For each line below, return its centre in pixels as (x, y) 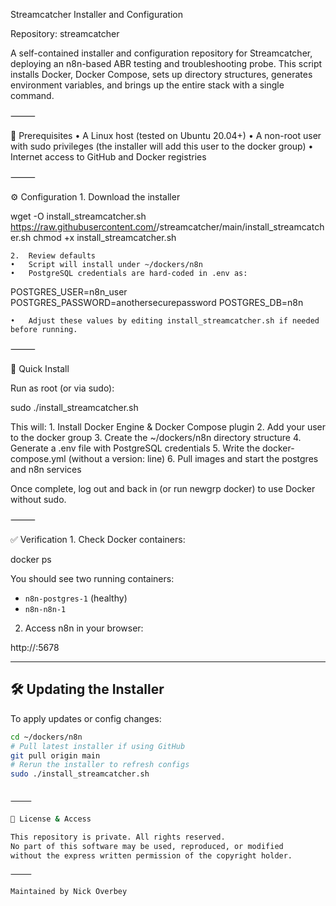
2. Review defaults (53, 256)
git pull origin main (55, 755)
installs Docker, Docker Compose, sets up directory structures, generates (161, 74)
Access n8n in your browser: (84, 628)
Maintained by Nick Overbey (69, 892)
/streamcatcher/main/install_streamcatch (240, 227)
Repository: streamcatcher (65, 33)
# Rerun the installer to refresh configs (100, 765)
